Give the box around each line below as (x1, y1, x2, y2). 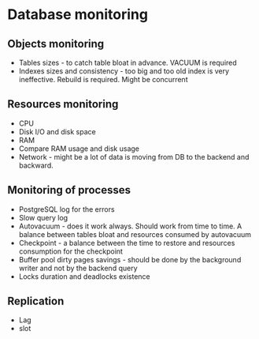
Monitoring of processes (7, 183, 131, 197)
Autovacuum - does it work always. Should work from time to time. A (18, 221, 242, 231)
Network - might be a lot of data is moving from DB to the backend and (18, 152, 250, 161)
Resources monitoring (7, 97, 119, 111)
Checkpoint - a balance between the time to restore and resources (18, 238, 235, 247)
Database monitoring (7, 6, 149, 24)
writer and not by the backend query (18, 263, 139, 273)
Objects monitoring (7, 37, 105, 51)
